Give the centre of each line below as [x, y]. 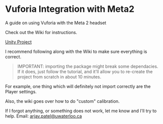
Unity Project [19, 42]
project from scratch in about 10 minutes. [59, 77]
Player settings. [21, 91]
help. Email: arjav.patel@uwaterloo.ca [44, 116]
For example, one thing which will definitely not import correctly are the [78, 86]
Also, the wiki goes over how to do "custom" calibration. [62, 101]
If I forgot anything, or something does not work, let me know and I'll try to [81, 111]
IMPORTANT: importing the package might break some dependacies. [88, 66]
